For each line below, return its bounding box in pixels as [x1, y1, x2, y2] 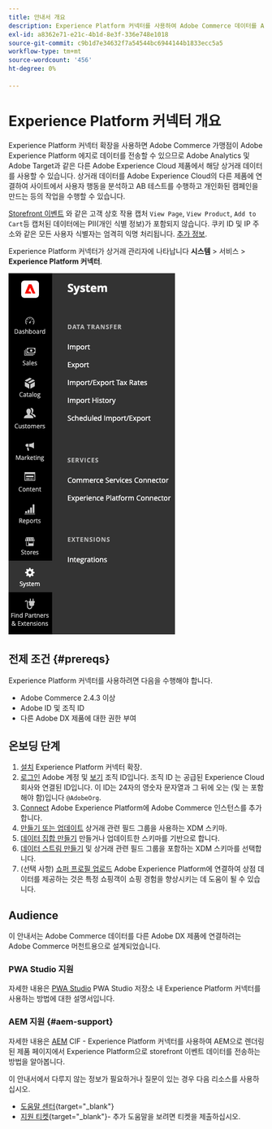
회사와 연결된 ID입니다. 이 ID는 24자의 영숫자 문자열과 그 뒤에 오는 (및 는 [19, 782, 249, 793]
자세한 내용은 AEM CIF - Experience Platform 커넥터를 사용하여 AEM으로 [8, 1036, 244, 1046]
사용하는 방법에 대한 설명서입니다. [8, 994, 115, 1004]
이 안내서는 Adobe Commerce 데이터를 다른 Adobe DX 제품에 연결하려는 [8, 931, 242, 941]
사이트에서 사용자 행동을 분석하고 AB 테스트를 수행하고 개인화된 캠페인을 [29, 181, 259, 190]
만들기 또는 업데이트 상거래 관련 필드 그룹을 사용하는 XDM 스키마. [19, 823, 227, 834]
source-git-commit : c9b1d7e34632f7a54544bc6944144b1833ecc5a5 [8, 39, 223, 47]
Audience [8, 908, 59, 922]
